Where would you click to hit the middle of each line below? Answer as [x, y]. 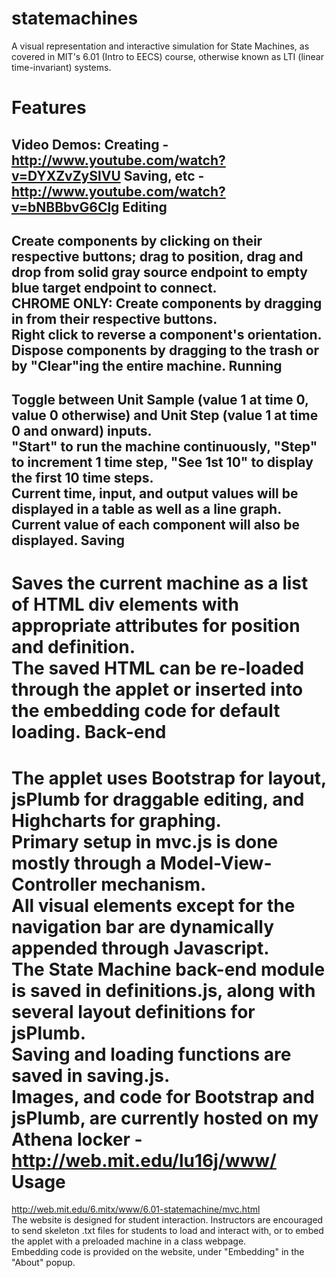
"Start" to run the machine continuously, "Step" [164, 447]
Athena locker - [77, 1139]
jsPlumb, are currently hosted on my [165, 1118]
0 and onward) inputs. [82, 431]
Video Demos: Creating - [90, 144]
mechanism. [153, 884]
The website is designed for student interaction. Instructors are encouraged [167, 1220]
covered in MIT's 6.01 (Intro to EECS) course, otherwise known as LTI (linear [167, 56]
